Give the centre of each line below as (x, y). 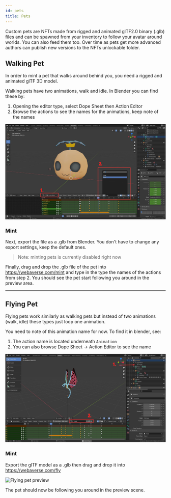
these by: (15, 96)
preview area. (20, 283)
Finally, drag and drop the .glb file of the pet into (56, 267)
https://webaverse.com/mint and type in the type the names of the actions (83, 272)
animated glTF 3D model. (32, 81)
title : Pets (18, 16)
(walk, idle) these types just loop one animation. (55, 322)
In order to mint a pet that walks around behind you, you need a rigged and (84, 76)
